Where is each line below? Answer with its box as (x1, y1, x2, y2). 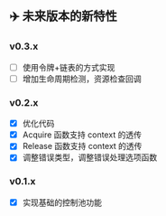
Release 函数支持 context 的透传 (22, 141, 143, 152)
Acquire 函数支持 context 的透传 (22, 129, 143, 140)
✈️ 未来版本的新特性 (9, 8, 117, 24)
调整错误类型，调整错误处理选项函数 (22, 152, 158, 163)
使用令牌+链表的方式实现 (22, 61, 115, 72)
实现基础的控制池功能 (22, 197, 102, 208)
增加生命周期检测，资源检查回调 (22, 73, 142, 84)
